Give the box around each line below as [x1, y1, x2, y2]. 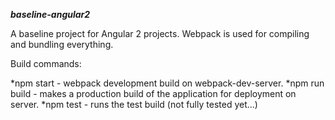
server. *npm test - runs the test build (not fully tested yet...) [10, 99, 258, 110]
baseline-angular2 [10, 9, 91, 20]
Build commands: [10, 58, 82, 69]
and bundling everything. [10, 39, 114, 50]
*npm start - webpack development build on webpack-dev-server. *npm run [10, 77, 325, 89]
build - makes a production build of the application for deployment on [10, 88, 297, 99]
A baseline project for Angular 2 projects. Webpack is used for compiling [10, 28, 310, 39]
